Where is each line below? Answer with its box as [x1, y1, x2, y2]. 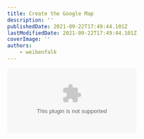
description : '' [7, 17, 54, 24]
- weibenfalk [19, 49, 57, 56]
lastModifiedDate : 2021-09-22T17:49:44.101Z [7, 29, 137, 37]
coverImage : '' [7, 36, 51, 43]
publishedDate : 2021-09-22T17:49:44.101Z [7, 23, 128, 30]
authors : [7, 42, 32, 49]
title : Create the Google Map [7, 10, 94, 17]
